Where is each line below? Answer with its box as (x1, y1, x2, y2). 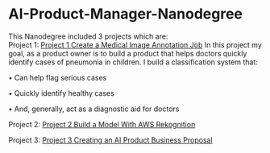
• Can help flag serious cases (8, 72, 107, 82)
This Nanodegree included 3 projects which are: (8, 31, 168, 41)
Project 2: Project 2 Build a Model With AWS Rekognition (8, 119, 196, 129)
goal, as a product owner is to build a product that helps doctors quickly (8, 48, 247, 58)
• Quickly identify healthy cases (8, 88, 114, 97)
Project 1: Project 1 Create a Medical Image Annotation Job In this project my (8, 39, 262, 49)
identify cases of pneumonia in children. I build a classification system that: (8, 57, 258, 67)
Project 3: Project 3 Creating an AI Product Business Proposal (8, 134, 213, 145)
